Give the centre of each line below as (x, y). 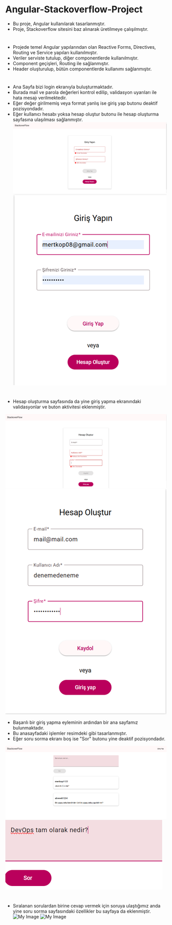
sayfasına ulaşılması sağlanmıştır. (48, 120)
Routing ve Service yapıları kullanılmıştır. (55, 53)
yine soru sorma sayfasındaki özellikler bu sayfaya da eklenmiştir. (82, 911)
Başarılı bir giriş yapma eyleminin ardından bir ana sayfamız (75, 722)
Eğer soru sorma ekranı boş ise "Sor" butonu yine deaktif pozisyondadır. (89, 739)
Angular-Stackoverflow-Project (74, 9)
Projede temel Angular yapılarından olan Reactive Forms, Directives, (84, 47)
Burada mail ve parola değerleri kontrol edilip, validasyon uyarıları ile (85, 92)
